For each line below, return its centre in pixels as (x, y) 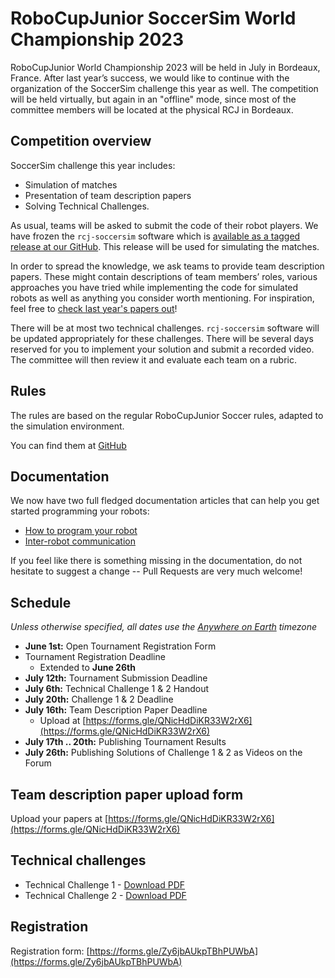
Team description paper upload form (127, 794)
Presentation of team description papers (108, 195)
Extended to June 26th (87, 668)
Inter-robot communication (80, 541)
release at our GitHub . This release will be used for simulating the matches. (165, 246)
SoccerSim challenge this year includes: (93, 165)
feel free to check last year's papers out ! (94, 308)
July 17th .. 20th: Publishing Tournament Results (125, 742)
